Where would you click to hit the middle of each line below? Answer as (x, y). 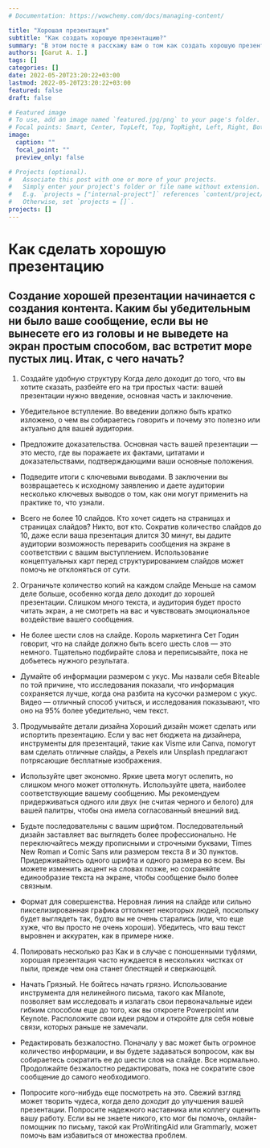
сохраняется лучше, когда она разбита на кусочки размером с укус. (138, 693)
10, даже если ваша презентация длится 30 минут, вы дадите (125, 535)
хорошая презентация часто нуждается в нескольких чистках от (131, 959)
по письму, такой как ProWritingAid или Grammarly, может (157, 1126)
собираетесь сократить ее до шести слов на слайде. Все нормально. (140, 1059)
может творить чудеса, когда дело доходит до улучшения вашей (132, 1100)
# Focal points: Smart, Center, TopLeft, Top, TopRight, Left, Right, (129, 127)
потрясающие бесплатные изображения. (91, 760)
